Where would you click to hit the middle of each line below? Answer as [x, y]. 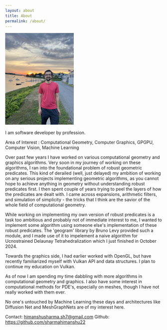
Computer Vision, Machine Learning [42, 148]
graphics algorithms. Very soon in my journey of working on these [73, 163]
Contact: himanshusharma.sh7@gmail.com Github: [57, 317]
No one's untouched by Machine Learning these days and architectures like [83, 302]
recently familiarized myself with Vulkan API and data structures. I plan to [80, 261]
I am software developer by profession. [45, 133]
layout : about [20, 10]
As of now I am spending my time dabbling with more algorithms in [74, 276]
